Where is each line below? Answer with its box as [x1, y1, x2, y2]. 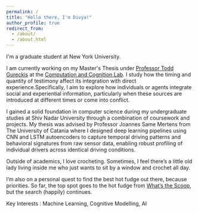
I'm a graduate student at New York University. [6, 53, 121, 60]
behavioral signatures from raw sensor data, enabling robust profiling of [6, 140, 183, 147]
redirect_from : [6, 25, 44, 32]
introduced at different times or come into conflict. [6, 96, 130, 104]
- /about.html [11, 36, 47, 42]
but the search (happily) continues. [6, 188, 92, 195]
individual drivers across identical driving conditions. [6, 146, 136, 153]
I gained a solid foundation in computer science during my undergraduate [6, 108, 187, 115]
